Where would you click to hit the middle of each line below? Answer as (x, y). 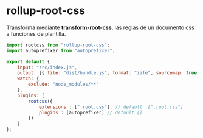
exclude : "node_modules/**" (64, 85)
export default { (28, 61)
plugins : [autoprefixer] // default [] (91, 112)
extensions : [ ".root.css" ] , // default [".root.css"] (111, 107)
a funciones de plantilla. (36, 33)
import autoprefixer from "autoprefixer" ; (61, 50)
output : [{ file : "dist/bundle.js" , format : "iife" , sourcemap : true (107, 73)
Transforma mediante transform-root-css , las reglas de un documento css (100, 27)
